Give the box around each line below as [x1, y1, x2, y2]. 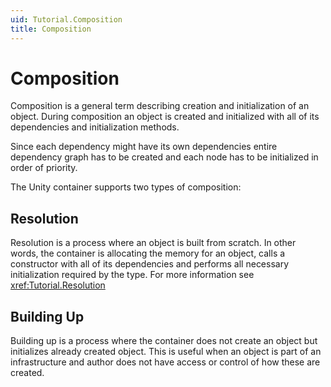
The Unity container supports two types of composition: [10, 181, 242, 193]
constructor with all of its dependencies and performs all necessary [10, 258, 290, 270]
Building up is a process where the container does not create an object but [10, 335, 318, 347]
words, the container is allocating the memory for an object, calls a [10, 247, 286, 260]
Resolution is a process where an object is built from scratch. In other [10, 237, 297, 249]
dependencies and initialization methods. [10, 121, 180, 133]
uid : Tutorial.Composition [10, 14, 123, 25]
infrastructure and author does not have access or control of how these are [10, 356, 321, 368]
